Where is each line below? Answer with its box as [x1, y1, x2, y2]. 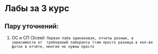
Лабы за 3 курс [4, 3, 70, 14]
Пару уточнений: [4, 22, 59, 30]
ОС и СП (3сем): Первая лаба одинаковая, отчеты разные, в [11, 35, 134, 40]
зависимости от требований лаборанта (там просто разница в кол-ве [11, 40, 153, 45]
